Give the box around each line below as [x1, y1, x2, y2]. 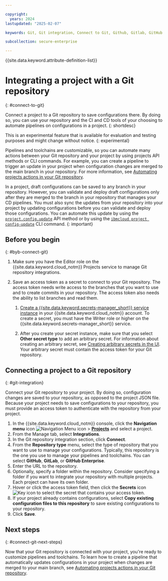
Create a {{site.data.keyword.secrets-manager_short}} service [20, 305, 149, 311]
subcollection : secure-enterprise [5, 39, 78, 44]
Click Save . [12, 511, 37, 517]
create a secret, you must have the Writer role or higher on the [20, 315, 149, 321]
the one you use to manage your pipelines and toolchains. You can [12, 452, 150, 458]
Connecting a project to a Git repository [5, 366, 131, 375]
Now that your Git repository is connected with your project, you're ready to [5, 548, 162, 554]
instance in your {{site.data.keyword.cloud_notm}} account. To [20, 310, 149, 316]
